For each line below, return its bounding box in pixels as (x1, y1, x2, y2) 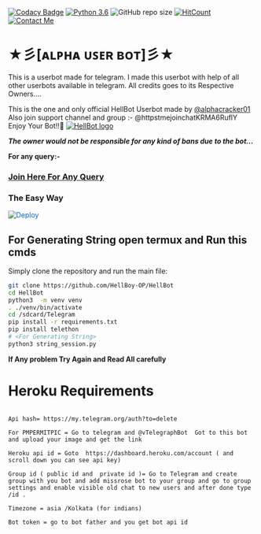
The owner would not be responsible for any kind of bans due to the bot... (8, 136, 254, 146)
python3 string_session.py (8, 339, 97, 348)
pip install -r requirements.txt (8, 318, 118, 326)
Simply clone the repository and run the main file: (8, 266, 167, 276)
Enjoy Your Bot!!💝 (8, 121, 64, 130)
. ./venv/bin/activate (8, 303, 83, 311)
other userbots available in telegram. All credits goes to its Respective (8, 80, 234, 90)
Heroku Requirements (8, 382, 154, 400)
